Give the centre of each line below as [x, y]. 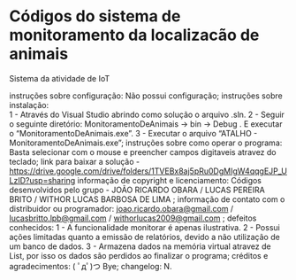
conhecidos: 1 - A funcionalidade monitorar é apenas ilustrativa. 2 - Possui [144, 227]
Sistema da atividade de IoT [60, 78]
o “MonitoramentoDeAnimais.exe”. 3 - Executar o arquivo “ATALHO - [133, 133]
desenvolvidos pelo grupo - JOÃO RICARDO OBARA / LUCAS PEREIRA [137, 190]
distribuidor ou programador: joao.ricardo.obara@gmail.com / [121, 208]
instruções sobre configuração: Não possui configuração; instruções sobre [146, 96]
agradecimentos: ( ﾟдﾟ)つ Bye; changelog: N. [91, 266]
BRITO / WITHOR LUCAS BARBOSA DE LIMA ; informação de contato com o [147, 199]
